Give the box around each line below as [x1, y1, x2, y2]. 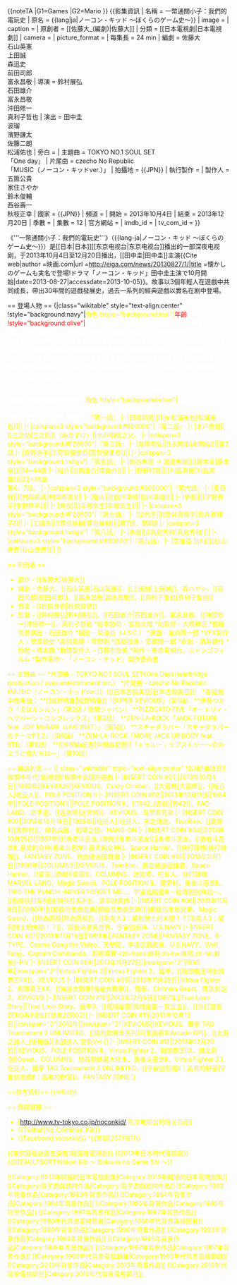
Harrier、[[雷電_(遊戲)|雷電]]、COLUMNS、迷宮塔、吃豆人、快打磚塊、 [7, 870, 214, 878]
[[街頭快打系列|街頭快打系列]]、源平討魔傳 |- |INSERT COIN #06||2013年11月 [7, 896, 229, 905]
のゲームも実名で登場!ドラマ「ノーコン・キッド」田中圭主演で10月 [7, 269, 201, 277]
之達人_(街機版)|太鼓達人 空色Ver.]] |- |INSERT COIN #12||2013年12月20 [7, 1037, 215, 1046]
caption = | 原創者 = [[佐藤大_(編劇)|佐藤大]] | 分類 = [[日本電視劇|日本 [7, 25, 210, 32]
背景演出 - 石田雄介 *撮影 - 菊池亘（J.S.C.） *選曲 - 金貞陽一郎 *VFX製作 [17, 628, 229, 637]
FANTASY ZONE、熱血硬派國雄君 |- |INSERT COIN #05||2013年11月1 [24, 853, 221, 860]
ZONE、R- [191, 932, 222, 940]
